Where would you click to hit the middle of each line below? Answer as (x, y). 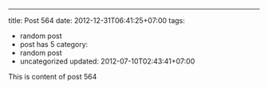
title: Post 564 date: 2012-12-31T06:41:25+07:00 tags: (97, 20)
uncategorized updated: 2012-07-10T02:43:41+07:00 (107, 61)
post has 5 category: (54, 44)
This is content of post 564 (53, 77)
